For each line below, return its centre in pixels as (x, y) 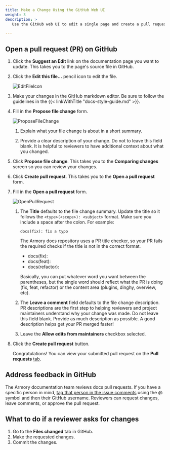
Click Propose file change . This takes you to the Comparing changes (85, 161)
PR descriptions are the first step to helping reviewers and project (89, 308)
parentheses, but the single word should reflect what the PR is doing (91, 282)
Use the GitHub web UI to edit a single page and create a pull (81, 24)
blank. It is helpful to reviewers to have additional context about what (92, 146)
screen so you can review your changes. (55, 167)
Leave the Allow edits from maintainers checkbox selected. (83, 334)
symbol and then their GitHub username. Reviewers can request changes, (82, 398)
